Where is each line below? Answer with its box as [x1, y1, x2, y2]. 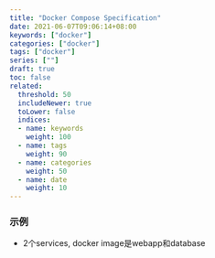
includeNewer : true [17, 98, 92, 108]
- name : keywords [17, 124, 84, 134]
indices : [17, 115, 51, 124]
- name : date [17, 175, 68, 184]
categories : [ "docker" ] [9, 38, 101, 48]
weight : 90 [26, 149, 68, 158]
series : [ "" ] [9, 56, 59, 65]
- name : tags [17, 141, 68, 150]
